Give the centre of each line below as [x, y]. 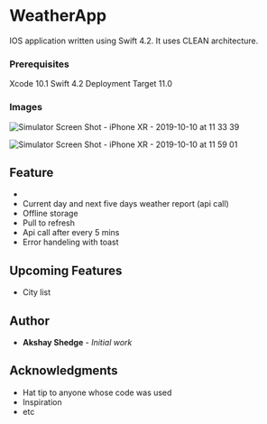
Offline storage [50, 214]
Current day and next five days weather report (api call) [126, 204]
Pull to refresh [48, 223]
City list [37, 292]
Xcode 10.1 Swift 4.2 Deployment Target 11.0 [91, 84]
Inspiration [42, 401]
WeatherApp [58, 16]
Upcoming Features [66, 270]
